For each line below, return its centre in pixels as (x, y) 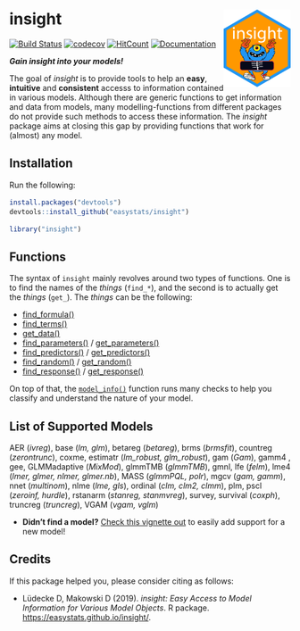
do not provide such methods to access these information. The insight (138, 116)
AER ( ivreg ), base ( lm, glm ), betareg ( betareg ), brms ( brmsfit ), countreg (141, 448)
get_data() (41, 334)
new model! (44, 531)
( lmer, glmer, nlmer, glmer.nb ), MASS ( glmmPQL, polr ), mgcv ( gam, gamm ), (147, 476)
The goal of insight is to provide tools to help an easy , (108, 78)
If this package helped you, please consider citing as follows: (121, 581)
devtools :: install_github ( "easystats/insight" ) (100, 212)
